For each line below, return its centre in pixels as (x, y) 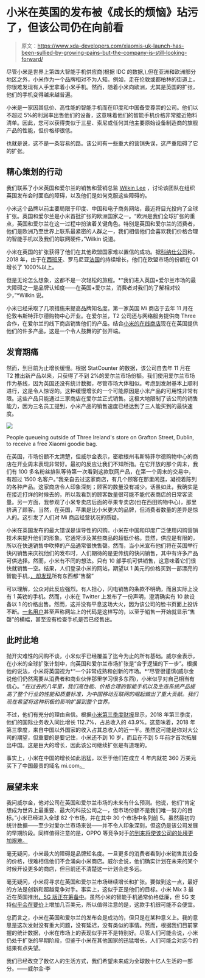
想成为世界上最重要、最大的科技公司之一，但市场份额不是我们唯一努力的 (97, 810)
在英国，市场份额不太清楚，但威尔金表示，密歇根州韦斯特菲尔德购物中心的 (99, 456)
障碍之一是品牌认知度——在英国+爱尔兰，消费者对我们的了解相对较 (96, 288)
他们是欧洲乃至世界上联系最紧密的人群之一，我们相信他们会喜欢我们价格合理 (102, 231)
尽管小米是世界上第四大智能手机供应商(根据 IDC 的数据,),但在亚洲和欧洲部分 (101, 71)
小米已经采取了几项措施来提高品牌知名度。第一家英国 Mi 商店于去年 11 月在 (100, 308)
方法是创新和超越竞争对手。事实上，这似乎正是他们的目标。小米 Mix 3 (99, 890)
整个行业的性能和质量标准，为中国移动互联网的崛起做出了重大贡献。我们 (107, 694)
